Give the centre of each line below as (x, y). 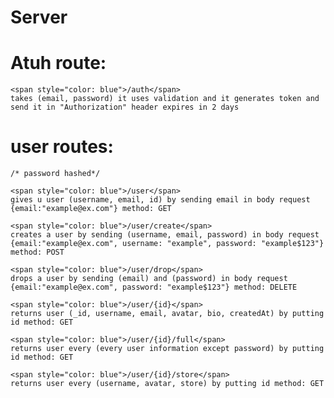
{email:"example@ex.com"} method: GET (91, 209)
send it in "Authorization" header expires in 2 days (125, 107)
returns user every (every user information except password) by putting (167, 349)
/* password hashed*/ (55, 174)
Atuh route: (58, 63)
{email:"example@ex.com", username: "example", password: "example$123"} (167, 244)
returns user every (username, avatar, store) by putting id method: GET (167, 384)
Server (39, 17)
